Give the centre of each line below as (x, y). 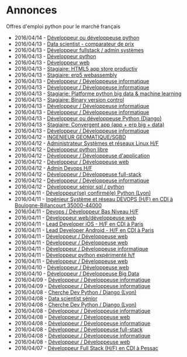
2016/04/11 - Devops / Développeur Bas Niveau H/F (77, 212)
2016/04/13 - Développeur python (55, 56)
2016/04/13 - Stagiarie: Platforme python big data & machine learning (98, 93)
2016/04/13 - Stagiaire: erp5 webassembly (66, 75)
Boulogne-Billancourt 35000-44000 (58, 205)
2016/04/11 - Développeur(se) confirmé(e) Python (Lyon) (83, 193)
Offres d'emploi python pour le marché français (63, 26)
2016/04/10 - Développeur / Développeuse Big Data (77, 273)
